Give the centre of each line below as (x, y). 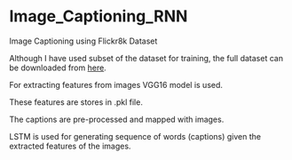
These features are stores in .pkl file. (76, 102)
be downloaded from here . (58, 68)
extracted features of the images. (70, 146)
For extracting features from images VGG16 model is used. (116, 84)
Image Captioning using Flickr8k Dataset (83, 41)
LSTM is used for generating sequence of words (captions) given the (135, 136)
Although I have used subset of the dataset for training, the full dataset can (146, 58)
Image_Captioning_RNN (99, 16)
